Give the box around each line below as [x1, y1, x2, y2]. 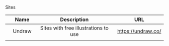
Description [60, 16, 89, 23]
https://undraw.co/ [117, 27, 161, 34]
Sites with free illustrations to [40, 24, 109, 31]
